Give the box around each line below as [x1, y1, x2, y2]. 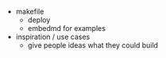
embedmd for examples [27, 24, 106, 33]
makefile [15, 7, 44, 16]
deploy [27, 15, 51, 25]
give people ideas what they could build [27, 41, 159, 50]
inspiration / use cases [15, 32, 91, 41]
